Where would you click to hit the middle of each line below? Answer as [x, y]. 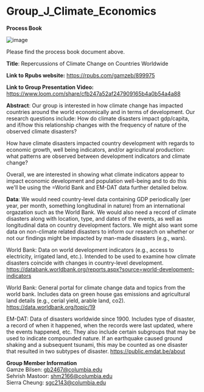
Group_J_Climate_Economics [81, 11]
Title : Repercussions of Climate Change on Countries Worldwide [87, 63]
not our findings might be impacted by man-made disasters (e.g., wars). [97, 238]
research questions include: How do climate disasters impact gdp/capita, [98, 118]
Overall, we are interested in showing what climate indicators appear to [95, 174]
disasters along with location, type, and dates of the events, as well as [94, 218]
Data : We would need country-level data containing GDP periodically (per [98, 199]
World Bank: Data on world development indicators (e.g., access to [90, 250]
